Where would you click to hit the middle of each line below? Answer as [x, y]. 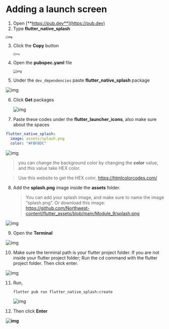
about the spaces [31, 124]
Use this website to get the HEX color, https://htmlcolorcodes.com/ [88, 178]
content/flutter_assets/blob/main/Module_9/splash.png [83, 213]
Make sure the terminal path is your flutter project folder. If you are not [86, 252]
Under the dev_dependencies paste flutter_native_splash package [81, 80]
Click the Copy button [36, 45]
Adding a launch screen [57, 9]
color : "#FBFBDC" [29, 143]
